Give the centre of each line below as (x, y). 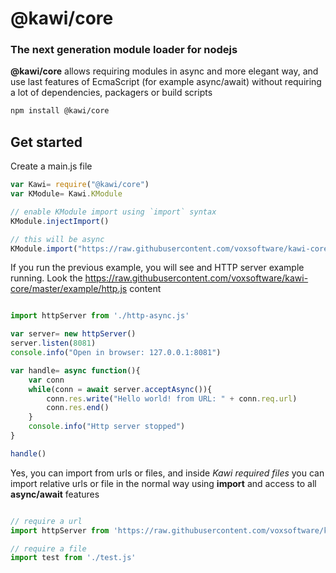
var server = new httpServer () (73, 334)
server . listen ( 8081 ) (53, 343)
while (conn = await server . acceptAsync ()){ (120, 389)
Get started (46, 142)
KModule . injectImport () (60, 221)
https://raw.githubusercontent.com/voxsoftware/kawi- (196, 278)
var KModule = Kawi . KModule (66, 194)
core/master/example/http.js (69, 289)
